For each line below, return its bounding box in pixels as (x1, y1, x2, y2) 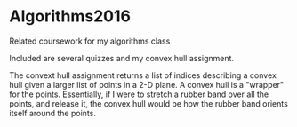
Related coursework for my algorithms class (9, 36, 171, 46)
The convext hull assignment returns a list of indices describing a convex (9, 69, 277, 81)
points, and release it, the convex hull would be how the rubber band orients (9, 98, 289, 108)
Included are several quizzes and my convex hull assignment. (9, 52, 234, 63)
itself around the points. (9, 107, 96, 118)
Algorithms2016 (9, 6, 132, 27)
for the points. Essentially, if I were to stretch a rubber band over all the (9, 89, 269, 99)
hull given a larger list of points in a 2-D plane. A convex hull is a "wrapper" (9, 79, 285, 90)
